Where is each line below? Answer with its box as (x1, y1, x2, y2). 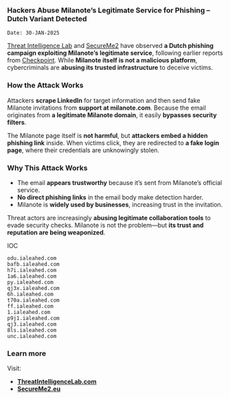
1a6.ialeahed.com (7, 273, 57, 280)
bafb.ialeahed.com (7, 261, 60, 267)
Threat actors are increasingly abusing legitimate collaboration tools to (7, 213, 211, 221)
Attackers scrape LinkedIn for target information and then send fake (7, 96, 200, 104)
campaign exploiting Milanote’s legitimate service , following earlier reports (7, 49, 223, 57)
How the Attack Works (7, 81, 84, 90)
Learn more (7, 348, 47, 358)
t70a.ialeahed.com (7, 297, 60, 304)
